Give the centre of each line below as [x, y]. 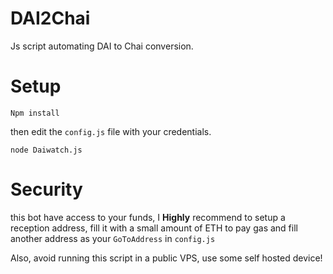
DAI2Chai [50, 18]
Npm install [35, 113]
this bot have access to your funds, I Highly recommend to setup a [148, 217]
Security [46, 189]
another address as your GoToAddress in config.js [113, 238]
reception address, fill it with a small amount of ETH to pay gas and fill [154, 228]
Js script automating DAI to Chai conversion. [102, 46]
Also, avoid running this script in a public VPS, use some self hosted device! [166, 258]
